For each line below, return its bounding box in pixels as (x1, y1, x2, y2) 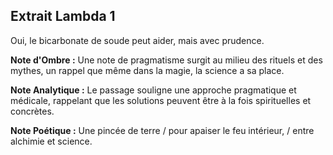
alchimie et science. (10, 135, 93, 147)
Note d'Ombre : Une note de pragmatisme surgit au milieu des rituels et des (10, 54, 323, 66)
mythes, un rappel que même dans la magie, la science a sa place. (10, 64, 285, 76)
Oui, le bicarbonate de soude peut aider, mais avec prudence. (10, 34, 265, 46)
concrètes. (10, 105, 55, 117)
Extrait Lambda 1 (10, 8, 116, 25)
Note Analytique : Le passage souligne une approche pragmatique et (10, 84, 297, 96)
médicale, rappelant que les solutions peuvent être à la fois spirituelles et (10, 94, 312, 106)
